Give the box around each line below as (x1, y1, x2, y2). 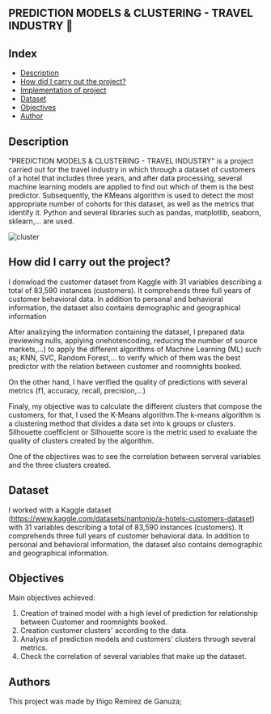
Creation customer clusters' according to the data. (19, 626, 188, 635)
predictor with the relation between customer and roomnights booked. (8, 361, 243, 371)
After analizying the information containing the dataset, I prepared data (8, 327, 245, 337)
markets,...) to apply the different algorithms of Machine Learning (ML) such (8, 344, 261, 354)
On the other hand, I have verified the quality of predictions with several (8, 376, 248, 387)
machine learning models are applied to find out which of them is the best (8, 182, 255, 192)
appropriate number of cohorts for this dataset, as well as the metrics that (8, 199, 255, 209)
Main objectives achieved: (8, 593, 95, 602)
